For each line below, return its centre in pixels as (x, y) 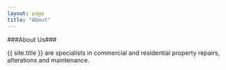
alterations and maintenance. (48, 60)
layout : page (26, 13)
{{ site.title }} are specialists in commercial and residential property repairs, (114, 53)
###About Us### (32, 39)
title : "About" (29, 20)
